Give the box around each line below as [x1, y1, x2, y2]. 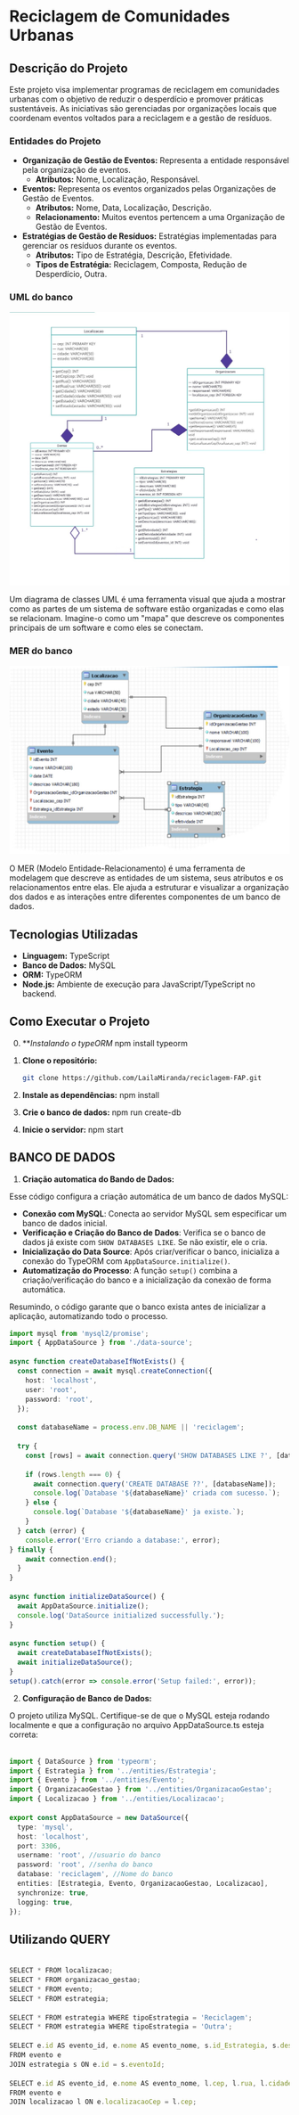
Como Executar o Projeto [9, 1014, 150, 1029]
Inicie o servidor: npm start [21, 1124, 124, 1135]
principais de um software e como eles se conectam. [9, 622, 204, 634]
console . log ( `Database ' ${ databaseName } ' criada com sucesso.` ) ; [32, 1488, 280, 1498]
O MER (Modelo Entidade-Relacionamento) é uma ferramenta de [9, 863, 246, 874]
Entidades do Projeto [9, 135, 101, 147]
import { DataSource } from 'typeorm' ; [9, 1757, 158, 1766]
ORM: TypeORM [21, 970, 83, 980]
